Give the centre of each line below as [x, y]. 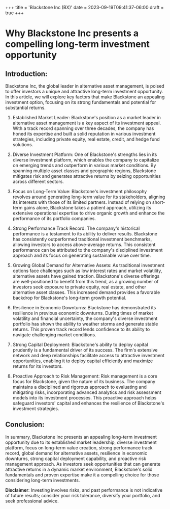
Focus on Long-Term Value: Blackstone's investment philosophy [80, 191]
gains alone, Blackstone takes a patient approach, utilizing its [87, 208]
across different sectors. [38, 181]
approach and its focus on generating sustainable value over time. [82, 255]
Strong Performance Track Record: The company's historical [76, 228]
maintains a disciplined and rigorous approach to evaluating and [80, 387]
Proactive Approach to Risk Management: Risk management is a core [85, 376]
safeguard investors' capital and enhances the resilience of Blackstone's [89, 403]
